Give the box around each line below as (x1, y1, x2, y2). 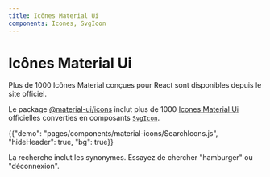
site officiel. (8, 89, 47, 99)
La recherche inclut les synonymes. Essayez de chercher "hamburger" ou (8, 153, 253, 163)
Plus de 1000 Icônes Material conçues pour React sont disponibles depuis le (8, 80, 262, 90)
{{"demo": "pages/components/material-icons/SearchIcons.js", (8, 129, 218, 138)
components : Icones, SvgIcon (8, 19, 106, 27)
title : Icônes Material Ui (8, 11, 99, 20)
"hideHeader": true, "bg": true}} (8, 138, 114, 147)
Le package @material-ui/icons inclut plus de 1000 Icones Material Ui (8, 105, 239, 114)
